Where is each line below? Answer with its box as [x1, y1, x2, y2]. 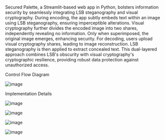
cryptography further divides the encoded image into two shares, [5, 25, 138, 31]
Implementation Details [5, 91, 52, 96]
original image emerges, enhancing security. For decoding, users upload [5, 36, 153, 42]
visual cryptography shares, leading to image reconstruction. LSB [5, 41, 138, 47]
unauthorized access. [5, 62, 49, 68]
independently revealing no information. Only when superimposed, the [5, 31, 149, 36]
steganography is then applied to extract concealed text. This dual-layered [5, 47, 157, 52]
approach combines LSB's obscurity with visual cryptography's [5, 51, 134, 57]
